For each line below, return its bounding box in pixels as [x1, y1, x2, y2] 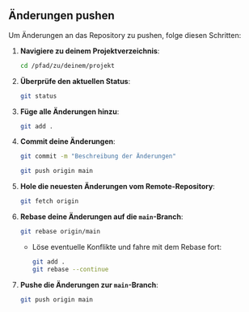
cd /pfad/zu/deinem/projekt [19, 61, 115, 70]
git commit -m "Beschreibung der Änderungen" [19, 152, 176, 161]
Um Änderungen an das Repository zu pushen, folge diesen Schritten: [8, 30, 242, 40]
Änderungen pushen [8, 9, 115, 23]
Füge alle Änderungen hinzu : [19, 107, 120, 116]
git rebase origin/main [19, 228, 101, 236]
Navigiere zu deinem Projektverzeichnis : [19, 46, 160, 56]
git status [19, 91, 57, 100]
